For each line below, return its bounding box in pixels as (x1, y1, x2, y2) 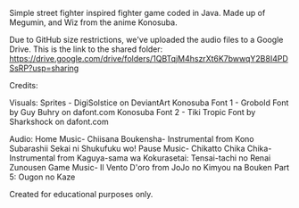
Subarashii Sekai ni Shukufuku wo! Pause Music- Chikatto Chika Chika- (9, 143, 272, 154)
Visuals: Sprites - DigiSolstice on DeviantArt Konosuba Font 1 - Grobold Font (9, 97, 289, 108)
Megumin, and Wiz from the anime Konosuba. (9, 17, 178, 28)
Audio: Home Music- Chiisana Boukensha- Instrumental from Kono (9, 134, 254, 144)
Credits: (9, 80, 38, 90)
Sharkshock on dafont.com (9, 116, 109, 127)
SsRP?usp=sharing (9, 62, 79, 73)
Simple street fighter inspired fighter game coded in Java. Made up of (9, 8, 266, 18)
